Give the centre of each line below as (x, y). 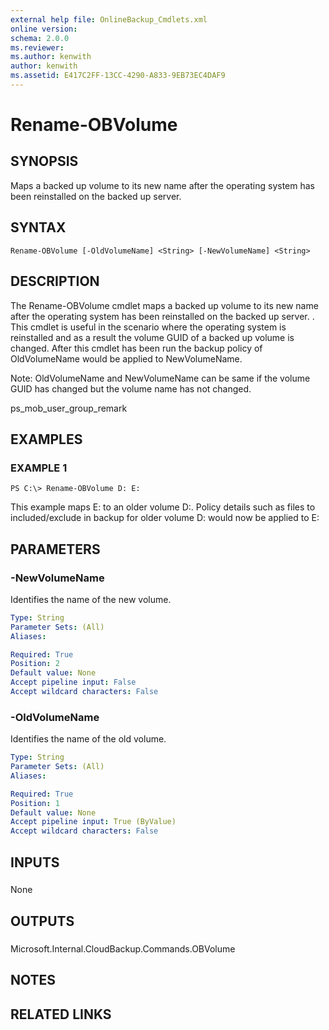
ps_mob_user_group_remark (69, 408)
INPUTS (35, 862)
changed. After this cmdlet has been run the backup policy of (136, 348)
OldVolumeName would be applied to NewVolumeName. (126, 358)
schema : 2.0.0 (40, 38)
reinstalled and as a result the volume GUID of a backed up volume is (152, 337)
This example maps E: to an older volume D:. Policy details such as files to (163, 507)
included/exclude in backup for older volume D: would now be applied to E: (165, 518)
